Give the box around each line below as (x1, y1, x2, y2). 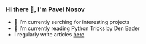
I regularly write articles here (14, 31, 85, 38)
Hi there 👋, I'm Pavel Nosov (5, 5, 85, 13)
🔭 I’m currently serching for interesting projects (14, 19, 130, 26)
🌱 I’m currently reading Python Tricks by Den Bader (14, 25, 140, 32)
